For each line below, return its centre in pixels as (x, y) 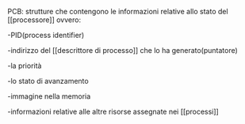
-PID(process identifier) (46, 35)
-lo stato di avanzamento (48, 81)
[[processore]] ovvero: (44, 20)
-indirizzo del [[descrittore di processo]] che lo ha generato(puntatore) (123, 50)
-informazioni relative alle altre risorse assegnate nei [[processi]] (113, 111)
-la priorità (25, 66)
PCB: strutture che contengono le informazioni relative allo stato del (118, 11)
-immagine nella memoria (49, 96)
